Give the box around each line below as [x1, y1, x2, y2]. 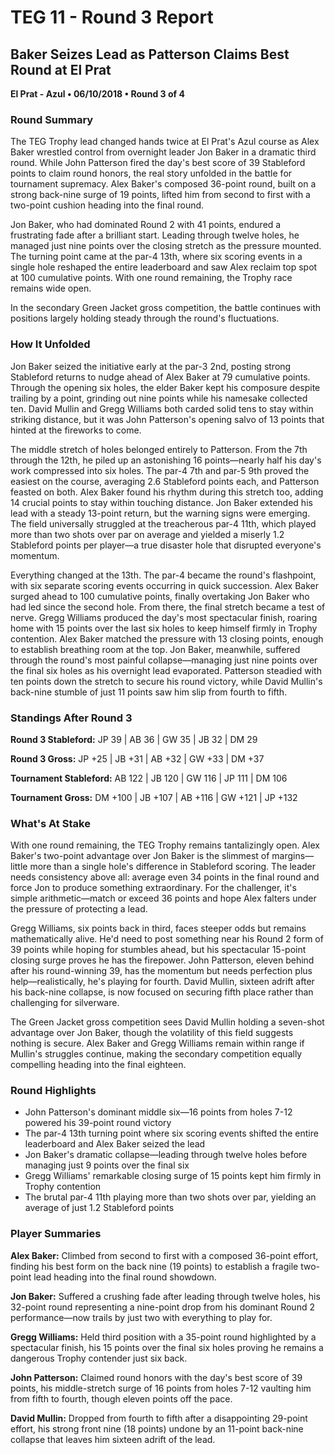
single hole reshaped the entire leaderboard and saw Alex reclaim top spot [10, 261, 318, 273]
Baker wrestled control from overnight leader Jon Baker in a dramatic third [10, 146, 317, 158]
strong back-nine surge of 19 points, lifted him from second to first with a [10, 189, 311, 201]
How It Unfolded [10, 337, 91, 351]
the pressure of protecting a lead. [10, 903, 148, 915]
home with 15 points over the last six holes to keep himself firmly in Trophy [10, 622, 318, 634]
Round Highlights [10, 1084, 97, 1098]
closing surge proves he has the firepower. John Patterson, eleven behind [10, 954, 315, 966]
